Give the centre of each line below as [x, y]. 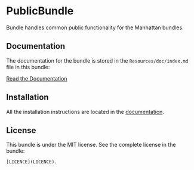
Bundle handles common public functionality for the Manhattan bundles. [95, 27]
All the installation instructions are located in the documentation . [85, 112]
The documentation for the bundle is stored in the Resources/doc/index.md [97, 60]
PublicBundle [40, 11]
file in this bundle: [28, 67]
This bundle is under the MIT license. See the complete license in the [91, 145]
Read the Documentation [37, 78]
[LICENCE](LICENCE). [32, 162]
